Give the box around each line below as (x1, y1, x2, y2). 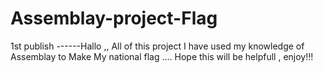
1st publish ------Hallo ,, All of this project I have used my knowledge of (10, 40, 305, 52)
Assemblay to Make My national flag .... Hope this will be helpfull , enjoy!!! (10, 50, 314, 62)
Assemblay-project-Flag (10, 7, 218, 30)
